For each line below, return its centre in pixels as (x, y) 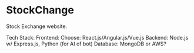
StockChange (40, 10)
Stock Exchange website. (37, 26)
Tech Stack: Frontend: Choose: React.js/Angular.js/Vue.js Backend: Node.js (97, 37)
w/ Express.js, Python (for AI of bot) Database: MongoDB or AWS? (86, 44)
